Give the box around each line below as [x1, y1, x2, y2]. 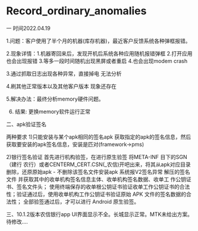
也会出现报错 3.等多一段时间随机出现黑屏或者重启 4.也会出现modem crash [6, 57, 188, 64]
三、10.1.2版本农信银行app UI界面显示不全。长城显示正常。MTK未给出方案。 [6, 210, 193, 218]
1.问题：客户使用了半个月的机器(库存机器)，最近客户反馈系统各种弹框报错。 [6, 37, 191, 44]
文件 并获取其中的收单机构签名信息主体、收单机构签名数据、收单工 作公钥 [6, 176, 186, 183]
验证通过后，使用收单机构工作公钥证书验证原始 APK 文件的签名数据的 [16, 191, 186, 198]
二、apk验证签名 [6, 120, 47, 127]
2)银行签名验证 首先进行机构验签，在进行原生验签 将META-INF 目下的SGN [6, 153, 187, 160]
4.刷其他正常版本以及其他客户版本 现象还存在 [6, 82, 117, 90]
